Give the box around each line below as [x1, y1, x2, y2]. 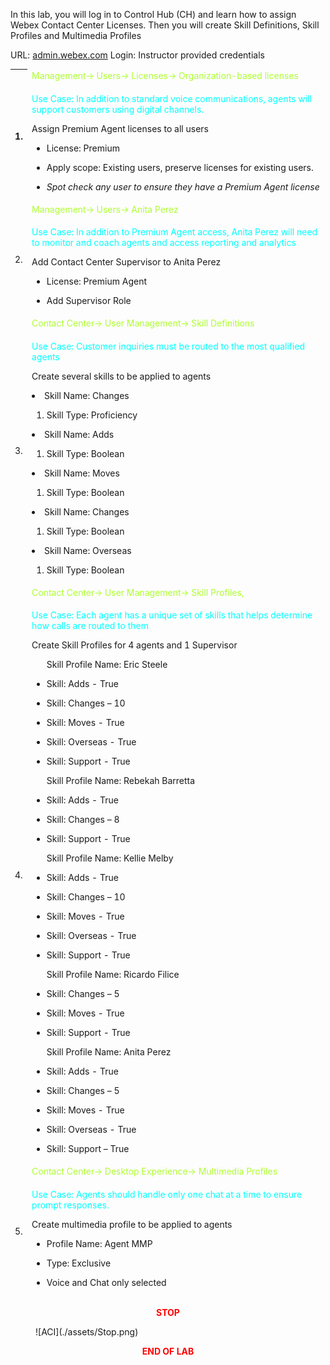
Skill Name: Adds [44, 428, 115, 440]
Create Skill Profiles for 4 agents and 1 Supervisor [31, 639, 238, 651]
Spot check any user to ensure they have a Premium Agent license [46, 180, 320, 193]
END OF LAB [141, 1345, 195, 1357]
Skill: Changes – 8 [46, 814, 120, 825]
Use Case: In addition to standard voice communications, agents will [31, 92, 312, 104]
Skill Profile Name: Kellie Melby [46, 852, 174, 864]
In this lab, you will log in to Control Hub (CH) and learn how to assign [10, 9, 297, 20]
